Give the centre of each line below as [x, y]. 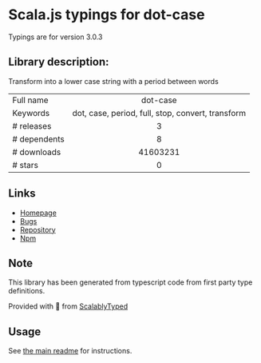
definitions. [27, 291]
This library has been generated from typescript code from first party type [130, 282]
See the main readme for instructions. [70, 351]
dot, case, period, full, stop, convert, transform [159, 113]
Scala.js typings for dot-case [107, 15]
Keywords [31, 113]
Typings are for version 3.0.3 [55, 37]
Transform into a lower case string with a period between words [114, 81]
